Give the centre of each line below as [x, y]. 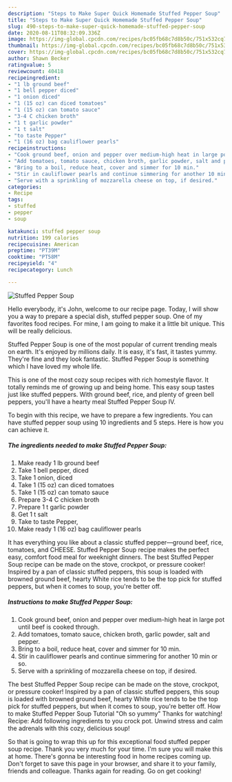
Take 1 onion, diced [45, 478]
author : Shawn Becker [39, 59]
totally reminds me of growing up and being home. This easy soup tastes [111, 387]
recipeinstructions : [38, 148]
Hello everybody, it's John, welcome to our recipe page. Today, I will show [113, 309]
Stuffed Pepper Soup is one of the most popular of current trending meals [113, 344]
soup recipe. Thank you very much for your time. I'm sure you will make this [115, 749]
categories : [25, 187]
